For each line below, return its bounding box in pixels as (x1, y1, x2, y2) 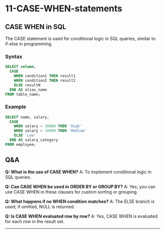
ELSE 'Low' (14, 133, 36, 138)
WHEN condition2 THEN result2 (14, 78, 76, 83)
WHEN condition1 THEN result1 (14, 73, 76, 79)
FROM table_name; (5, 92, 41, 97)
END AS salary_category (9, 137, 58, 143)
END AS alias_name (9, 87, 48, 92)
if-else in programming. (5, 41, 53, 47)
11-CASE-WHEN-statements (5, 3, 123, 14)
